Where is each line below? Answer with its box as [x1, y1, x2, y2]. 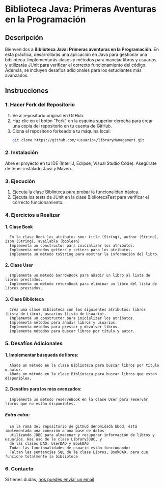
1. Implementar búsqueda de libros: [5, 352, 79, 358]
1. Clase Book [5, 224, 33, 230]
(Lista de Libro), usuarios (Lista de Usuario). [5, 311, 107, 316]
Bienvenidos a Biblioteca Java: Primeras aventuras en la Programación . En [5, 47, 159, 52]
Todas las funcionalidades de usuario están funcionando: [9, 445, 131, 450]
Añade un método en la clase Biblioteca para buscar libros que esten [9, 371, 157, 376]
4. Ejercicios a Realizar [5, 212, 60, 219]
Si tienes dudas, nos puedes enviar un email [5, 477, 95, 483]
